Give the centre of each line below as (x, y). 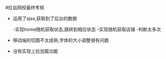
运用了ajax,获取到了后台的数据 (45, 18)
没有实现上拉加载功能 (35, 51)
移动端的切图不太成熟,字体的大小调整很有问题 (61, 40)
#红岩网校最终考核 (25, 7)
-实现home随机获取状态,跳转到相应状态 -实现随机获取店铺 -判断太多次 (87, 29)
